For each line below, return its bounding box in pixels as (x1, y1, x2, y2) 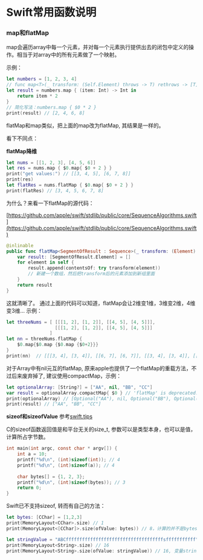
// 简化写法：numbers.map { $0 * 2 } (6, 104, 97, 110)
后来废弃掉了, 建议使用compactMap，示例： (11, 372, 122, 379)
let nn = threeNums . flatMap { (6, 336, 83, 342)
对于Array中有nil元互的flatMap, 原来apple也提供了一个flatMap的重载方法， (6, 364, 192, 372)
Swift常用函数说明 (6, 5, 97, 19)
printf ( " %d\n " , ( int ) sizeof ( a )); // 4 (17, 462, 115, 468)
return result (17, 282, 53, 288)
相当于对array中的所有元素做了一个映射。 (16, 51, 120, 58)
